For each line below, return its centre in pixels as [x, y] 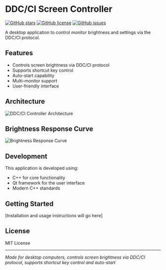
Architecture [25, 101]
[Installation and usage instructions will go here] [54, 215]
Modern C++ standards [36, 188]
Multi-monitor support [35, 80]
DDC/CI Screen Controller [59, 9]
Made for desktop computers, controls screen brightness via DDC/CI [75, 257]
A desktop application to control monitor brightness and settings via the [78, 32]
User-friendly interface [36, 86]
